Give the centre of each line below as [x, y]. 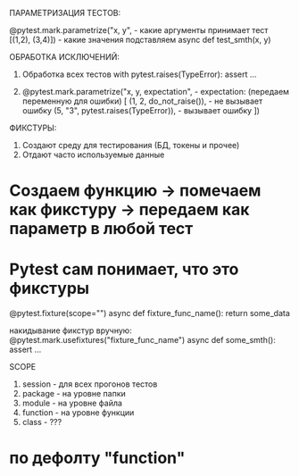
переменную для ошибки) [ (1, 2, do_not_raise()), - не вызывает [142, 101]
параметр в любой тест [101, 229]
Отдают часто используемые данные [93, 154]
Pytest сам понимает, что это [124, 269]
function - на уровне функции [78, 413]
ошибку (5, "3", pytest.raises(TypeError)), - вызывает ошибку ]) [141, 110]
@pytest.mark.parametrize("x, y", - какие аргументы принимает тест [139, 30]
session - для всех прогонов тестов [90, 384]
